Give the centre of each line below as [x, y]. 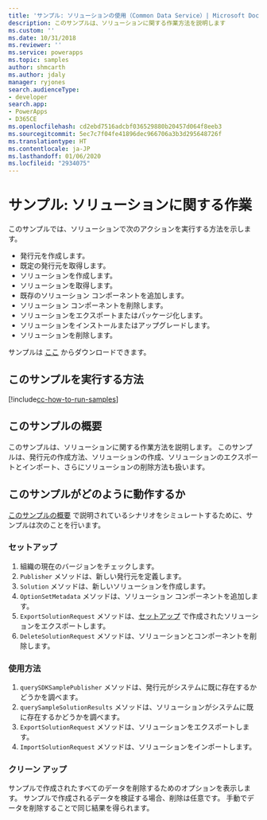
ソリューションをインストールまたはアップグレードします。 [117, 325]
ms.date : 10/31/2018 [43, 38]
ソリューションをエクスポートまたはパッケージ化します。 [113, 316]
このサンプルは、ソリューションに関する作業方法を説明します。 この [120, 447]
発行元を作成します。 [54, 256]
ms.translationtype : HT [48, 141]
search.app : [28, 104]
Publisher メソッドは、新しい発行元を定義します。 [103, 576]
